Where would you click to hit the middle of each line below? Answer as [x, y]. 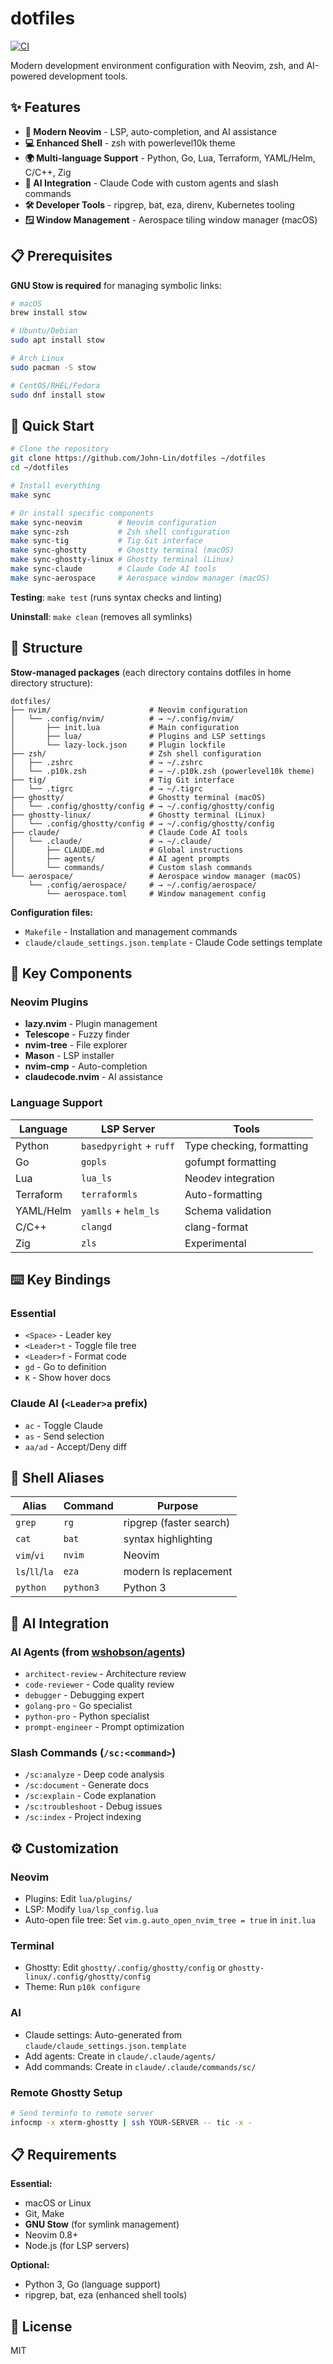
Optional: [30, 2265]
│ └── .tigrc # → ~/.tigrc [106, 788]
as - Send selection [64, 1436]
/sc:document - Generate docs [87, 1785]
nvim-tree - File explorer [76, 1045]
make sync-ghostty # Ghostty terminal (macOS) [122, 550]
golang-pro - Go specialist [78, 1706]
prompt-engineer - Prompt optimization [104, 1727]
